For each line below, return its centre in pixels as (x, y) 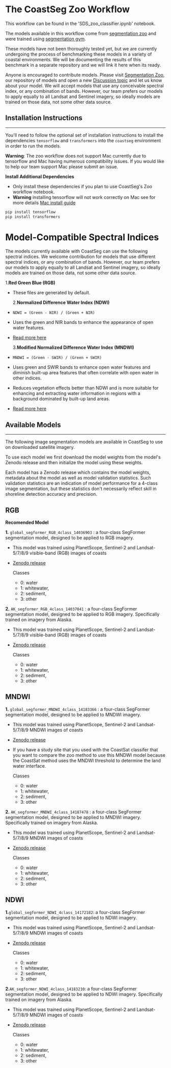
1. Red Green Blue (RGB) (30, 283)
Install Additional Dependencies (40, 176)
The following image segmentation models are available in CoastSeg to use (84, 442)
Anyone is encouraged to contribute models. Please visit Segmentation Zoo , (85, 74)
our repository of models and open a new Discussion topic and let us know (84, 80)
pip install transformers (33, 217)
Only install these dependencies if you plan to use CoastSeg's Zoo (82, 186)
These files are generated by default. (51, 293)
